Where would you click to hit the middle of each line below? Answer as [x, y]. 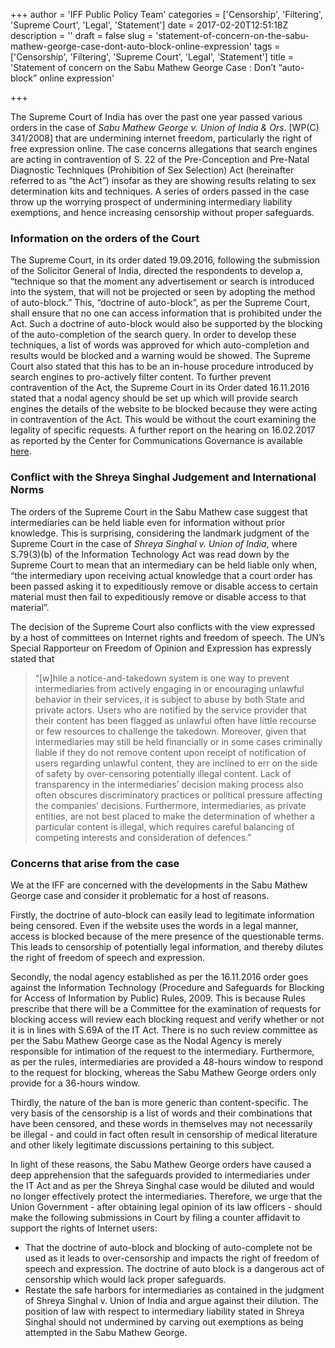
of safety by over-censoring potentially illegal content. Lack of [163, 773]
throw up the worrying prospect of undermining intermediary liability [151, 202]
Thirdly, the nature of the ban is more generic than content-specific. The [159, 1102]
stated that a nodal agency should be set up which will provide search [154, 398]
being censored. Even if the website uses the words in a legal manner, [154, 925]
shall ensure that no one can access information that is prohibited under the [166, 313]
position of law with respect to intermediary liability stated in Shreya [164, 1311]
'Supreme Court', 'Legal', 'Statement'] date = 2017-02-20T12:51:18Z [149, 25]
